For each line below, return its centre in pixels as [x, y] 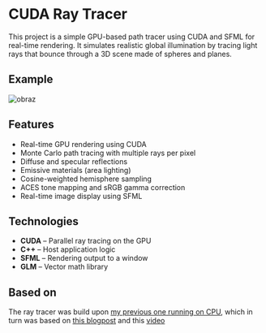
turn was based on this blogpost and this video [87, 321]
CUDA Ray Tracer [68, 14]
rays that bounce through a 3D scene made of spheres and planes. [120, 54]
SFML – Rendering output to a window [84, 258]
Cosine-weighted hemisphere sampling [86, 179]
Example [31, 79]
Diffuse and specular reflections [74, 161]
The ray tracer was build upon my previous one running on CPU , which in [131, 312]
